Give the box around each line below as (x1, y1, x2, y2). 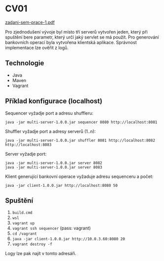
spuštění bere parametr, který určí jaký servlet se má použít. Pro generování (5, 34, 159, 40)
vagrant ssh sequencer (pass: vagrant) (12, 225, 91, 231)
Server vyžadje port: (5, 151, 47, 157)
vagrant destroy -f (12, 242, 53, 247)
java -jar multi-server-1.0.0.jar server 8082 (5, 160, 102, 166)
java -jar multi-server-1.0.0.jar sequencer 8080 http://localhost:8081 (5, 120, 158, 125)
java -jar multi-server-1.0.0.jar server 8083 (5, 165, 102, 170)
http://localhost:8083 (5, 142, 52, 147)
